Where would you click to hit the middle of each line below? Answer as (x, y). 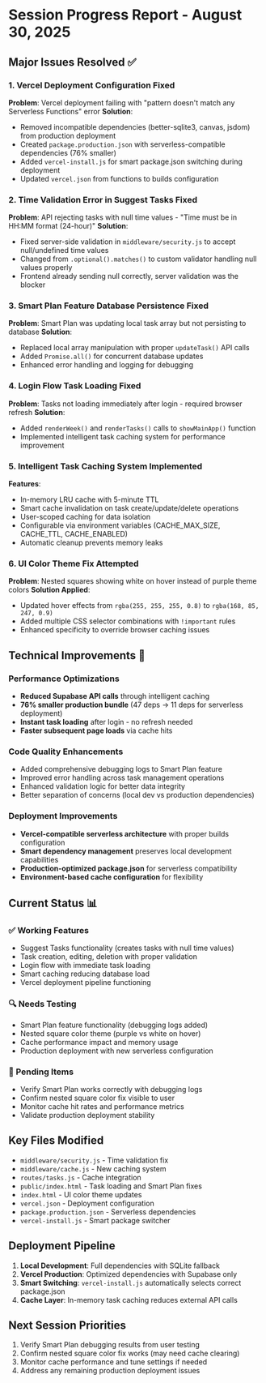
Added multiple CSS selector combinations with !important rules (128, 621)
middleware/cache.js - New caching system (93, 1168)
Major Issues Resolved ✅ (72, 62)
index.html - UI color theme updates (81, 1194)
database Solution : (40, 332)
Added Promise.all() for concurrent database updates (112, 356)
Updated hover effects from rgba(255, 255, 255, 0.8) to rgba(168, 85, (139, 606)
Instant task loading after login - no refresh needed (106, 722)
